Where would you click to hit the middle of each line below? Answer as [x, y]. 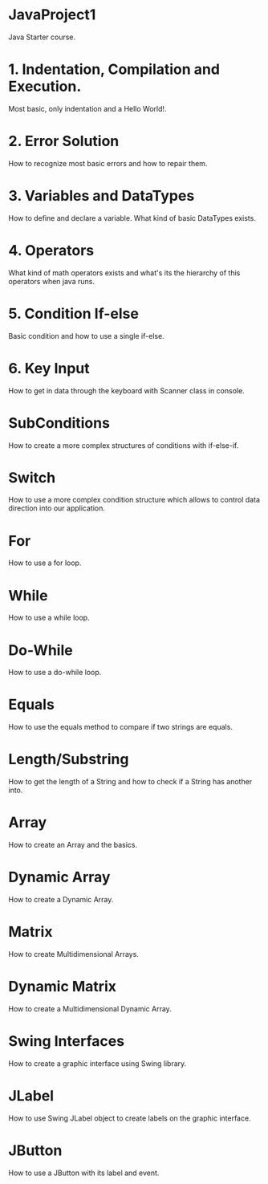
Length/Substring [69, 759]
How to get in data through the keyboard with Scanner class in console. [126, 390]
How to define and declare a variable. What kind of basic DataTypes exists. [132, 218]
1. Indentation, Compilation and [114, 69]
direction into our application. [57, 508]
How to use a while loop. [49, 618]
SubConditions [59, 423]
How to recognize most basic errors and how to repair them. [108, 163]
